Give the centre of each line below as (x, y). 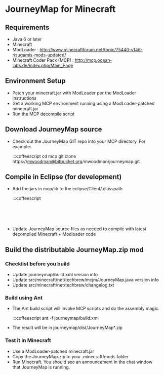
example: (21, 146)
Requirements (27, 27)
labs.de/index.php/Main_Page (42, 65)
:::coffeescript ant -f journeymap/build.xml (55, 318)
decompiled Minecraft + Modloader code (54, 234)
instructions (24, 98)
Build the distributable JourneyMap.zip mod (75, 250)
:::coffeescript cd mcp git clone (44, 156)
